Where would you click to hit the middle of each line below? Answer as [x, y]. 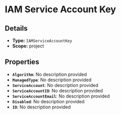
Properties [22, 62]
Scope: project [28, 46]
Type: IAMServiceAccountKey [42, 40]
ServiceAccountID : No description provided [57, 90]
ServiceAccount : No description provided [55, 85]
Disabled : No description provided [48, 101]
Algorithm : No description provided [49, 74]
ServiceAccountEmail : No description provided [61, 96]
